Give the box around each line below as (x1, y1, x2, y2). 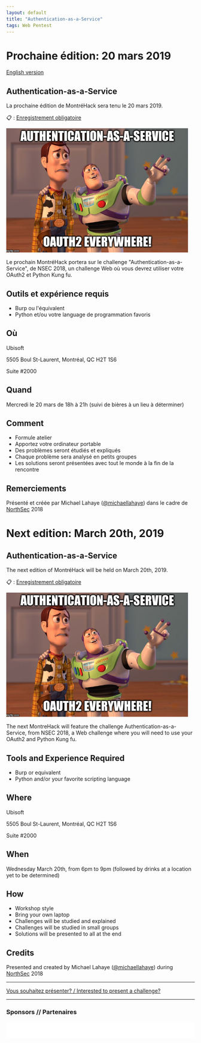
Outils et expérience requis (6, 289, 109, 299)
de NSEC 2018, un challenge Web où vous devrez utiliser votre (29, 265, 184, 272)
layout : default (6, 10, 47, 16)
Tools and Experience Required (6, 753, 125, 763)
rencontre (14, 466, 39, 473)
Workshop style (14, 905, 54, 912)
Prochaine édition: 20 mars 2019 (6, 49, 172, 62)
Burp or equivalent (14, 769, 61, 776)
